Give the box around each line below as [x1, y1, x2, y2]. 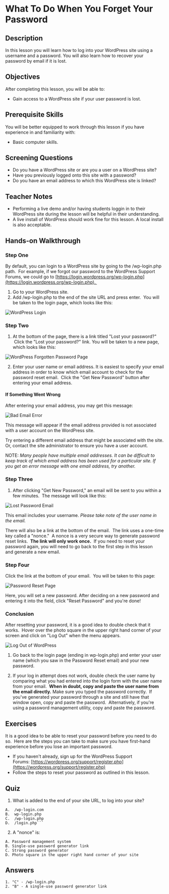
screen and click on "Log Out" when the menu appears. [5, 633, 121, 639]
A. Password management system [5, 839, 71, 844]
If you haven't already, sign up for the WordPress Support [12, 753, 133, 760]
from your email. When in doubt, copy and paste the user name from [12, 683, 159, 690]
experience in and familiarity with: [5, 129, 76, 135]
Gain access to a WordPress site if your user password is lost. [12, 95, 141, 101]
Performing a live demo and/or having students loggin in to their [12, 205, 146, 212]
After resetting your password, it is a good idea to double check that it [5, 622, 150, 628]
